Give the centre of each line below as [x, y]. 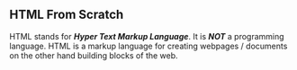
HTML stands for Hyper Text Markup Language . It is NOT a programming [147, 36]
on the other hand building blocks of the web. [94, 55]
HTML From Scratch [67, 15]
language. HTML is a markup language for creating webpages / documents [148, 46]
